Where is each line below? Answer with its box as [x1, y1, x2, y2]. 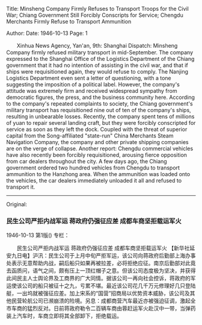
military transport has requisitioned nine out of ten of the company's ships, [6, 107, 191, 113]
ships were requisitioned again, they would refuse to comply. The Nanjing [6, 68, 188, 75]
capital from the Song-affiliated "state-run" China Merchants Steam [6, 132, 174, 139]
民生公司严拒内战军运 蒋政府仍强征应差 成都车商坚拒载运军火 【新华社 [16, 244, 190, 252]
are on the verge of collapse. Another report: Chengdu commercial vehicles [6, 145, 194, 152]
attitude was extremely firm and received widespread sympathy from [6, 87, 177, 94]
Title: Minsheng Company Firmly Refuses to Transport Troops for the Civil [6, 5, 189, 12]
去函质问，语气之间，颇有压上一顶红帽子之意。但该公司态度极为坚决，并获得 [6, 267, 196, 274]
